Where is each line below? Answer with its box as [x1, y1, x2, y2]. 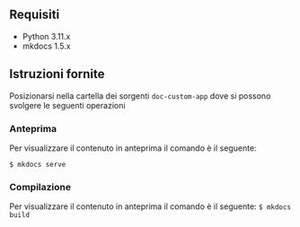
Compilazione [9, 180, 72, 193]
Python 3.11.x [22, 31, 71, 41]
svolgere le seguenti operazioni [9, 100, 126, 110]
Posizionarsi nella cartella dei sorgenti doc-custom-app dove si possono [9, 90, 271, 101]
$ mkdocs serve [9, 160, 66, 169]
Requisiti [9, 7, 60, 22]
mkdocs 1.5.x [22, 40, 71, 51]
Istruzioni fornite [9, 66, 105, 82]
